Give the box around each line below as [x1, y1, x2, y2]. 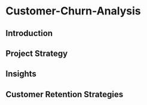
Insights [5, 69, 37, 79]
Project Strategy [5, 48, 68, 58]
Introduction [5, 28, 53, 38]
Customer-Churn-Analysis [5, 4, 141, 18]
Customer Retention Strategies [5, 89, 124, 100]
